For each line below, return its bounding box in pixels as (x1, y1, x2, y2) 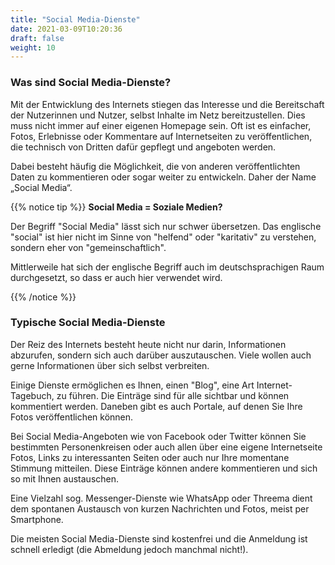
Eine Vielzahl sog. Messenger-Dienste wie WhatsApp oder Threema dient (10, 492, 313, 504)
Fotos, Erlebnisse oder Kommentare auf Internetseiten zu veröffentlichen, (10, 130, 313, 142)
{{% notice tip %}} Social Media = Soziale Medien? (10, 201, 223, 213)
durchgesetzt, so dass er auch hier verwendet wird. (10, 271, 223, 283)
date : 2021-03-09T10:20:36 (10, 24, 123, 34)
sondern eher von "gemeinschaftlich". (10, 241, 167, 253)
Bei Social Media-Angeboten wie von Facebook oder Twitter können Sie (10, 430, 307, 442)
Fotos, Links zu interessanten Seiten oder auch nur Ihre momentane (10, 451, 290, 463)
